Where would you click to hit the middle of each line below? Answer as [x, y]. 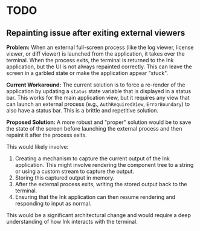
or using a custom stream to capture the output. [75, 171]
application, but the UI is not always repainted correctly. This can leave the [99, 67]
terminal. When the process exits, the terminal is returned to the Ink [90, 60]
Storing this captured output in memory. [65, 178]
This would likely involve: [37, 147]
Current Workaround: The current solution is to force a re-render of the [96, 85]
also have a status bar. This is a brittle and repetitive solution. [82, 110]
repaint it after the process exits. [47, 135]
